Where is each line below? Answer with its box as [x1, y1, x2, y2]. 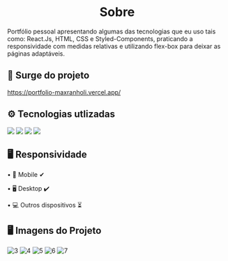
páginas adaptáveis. [7, 49, 65, 58]
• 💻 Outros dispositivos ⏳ [7, 201, 82, 209]
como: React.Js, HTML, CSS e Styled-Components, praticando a [7, 34, 193, 42]
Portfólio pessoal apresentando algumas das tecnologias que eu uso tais [7, 27, 216, 35]
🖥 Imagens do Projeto [7, 224, 102, 237]
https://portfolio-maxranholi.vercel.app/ [7, 88, 121, 96]
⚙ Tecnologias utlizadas [7, 109, 116, 120]
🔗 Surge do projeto [7, 70, 90, 81]
